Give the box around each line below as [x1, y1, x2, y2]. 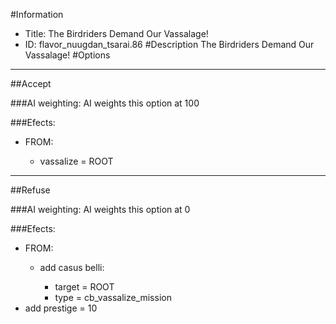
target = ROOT [54, 281, 115, 293]
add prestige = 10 [24, 302, 98, 314]
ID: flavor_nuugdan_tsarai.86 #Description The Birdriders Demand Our [24, 39, 315, 50]
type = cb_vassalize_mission [54, 292, 172, 303]
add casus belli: [39, 262, 105, 273]
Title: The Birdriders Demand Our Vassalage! [24, 28, 209, 39]
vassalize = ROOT [39, 155, 114, 167]
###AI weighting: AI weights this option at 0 [10, 204, 191, 215]
